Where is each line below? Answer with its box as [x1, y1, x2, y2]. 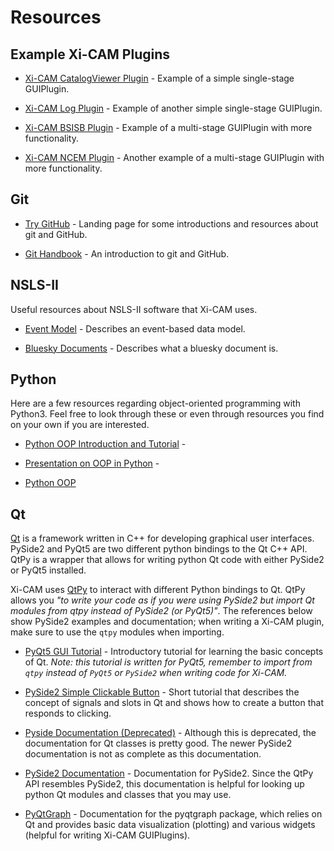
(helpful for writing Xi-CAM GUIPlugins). [24, 829, 191, 841]
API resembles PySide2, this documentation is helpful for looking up [24, 778, 305, 790]
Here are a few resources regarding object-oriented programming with [10, 397, 301, 410]
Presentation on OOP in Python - [24, 457, 160, 470]
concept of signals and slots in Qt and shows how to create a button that [24, 697, 324, 709]
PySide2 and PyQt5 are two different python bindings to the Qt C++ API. [10, 543, 308, 555]
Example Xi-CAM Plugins [10, 46, 171, 63]
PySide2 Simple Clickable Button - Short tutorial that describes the [24, 686, 300, 698]
